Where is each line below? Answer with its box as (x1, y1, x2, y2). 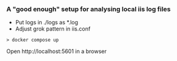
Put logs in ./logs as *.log (15, 19, 79, 26)
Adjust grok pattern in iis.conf (15, 25, 91, 32)
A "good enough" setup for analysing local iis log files (6, 5, 171, 13)
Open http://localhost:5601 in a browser (6, 48, 107, 55)
